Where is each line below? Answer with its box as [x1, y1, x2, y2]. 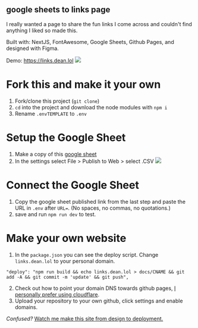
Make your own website [6, 231, 127, 245]
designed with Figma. [6, 45, 59, 52]
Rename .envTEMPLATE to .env [14, 110, 87, 117]
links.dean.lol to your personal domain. [14, 257, 115, 264]
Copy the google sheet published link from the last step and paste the [14, 198, 186, 205]
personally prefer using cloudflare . [14, 291, 100, 298]
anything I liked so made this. [6, 27, 78, 34]
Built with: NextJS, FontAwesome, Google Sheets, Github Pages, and [6, 38, 174, 45]
